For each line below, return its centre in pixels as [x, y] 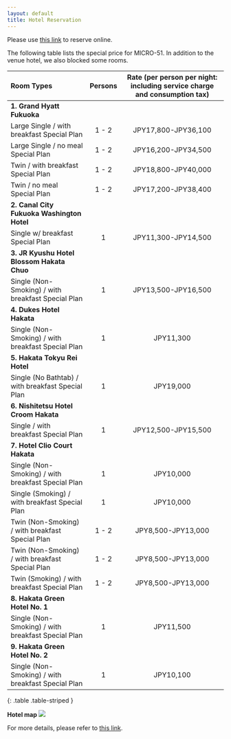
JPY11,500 [172, 626]
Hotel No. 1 [29, 607]
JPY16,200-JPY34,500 [172, 150]
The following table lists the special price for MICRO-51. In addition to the [111, 53]
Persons [104, 85]
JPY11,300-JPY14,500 [172, 237]
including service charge [172, 85]
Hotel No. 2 [29, 655]
